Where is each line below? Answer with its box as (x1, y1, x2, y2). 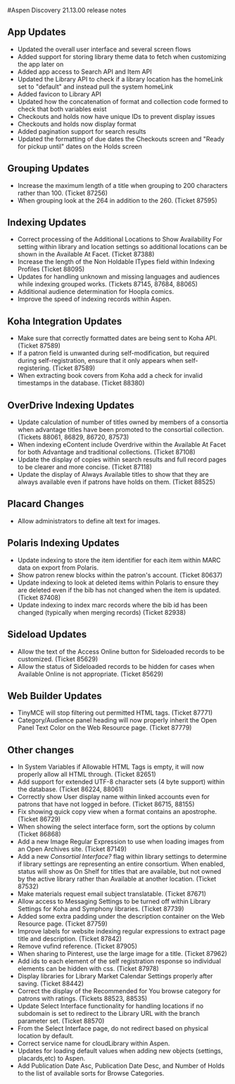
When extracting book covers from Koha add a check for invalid (17, 371, 203, 380)
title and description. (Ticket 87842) (17, 935, 122, 943)
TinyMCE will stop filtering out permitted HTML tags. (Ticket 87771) (17, 708, 213, 717)
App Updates (7, 26, 66, 38)
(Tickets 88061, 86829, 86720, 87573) (17, 433, 129, 442)
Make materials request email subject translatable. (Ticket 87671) (17, 890, 206, 898)
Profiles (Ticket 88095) (17, 265, 85, 274)
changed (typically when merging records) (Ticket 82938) (17, 608, 186, 616)
